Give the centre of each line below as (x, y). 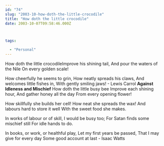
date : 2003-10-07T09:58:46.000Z (38, 23)
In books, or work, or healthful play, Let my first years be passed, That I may (82, 133)
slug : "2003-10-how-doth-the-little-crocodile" (55, 14)
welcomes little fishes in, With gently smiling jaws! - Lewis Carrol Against (79, 84)
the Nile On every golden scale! (37, 69)
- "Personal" (23, 50)
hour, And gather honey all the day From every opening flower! (68, 94)
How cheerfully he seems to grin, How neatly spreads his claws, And (75, 78)
